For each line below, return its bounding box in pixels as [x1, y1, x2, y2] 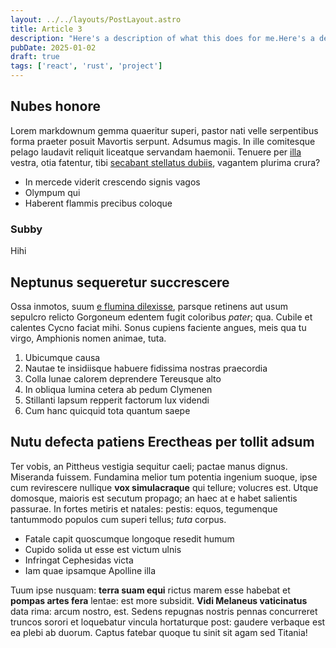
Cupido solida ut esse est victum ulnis [24, 543, 182, 555]
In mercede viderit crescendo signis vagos [24, 176, 201, 188]
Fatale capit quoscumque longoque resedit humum [24, 532, 235, 545]
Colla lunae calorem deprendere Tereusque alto [24, 372, 222, 385]
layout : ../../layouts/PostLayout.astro [10, 14, 182, 25]
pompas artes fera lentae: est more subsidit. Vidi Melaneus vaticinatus [10, 594, 308, 606]
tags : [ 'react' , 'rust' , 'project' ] [10, 61, 163, 71]
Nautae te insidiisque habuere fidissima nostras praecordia [24, 362, 268, 374]
